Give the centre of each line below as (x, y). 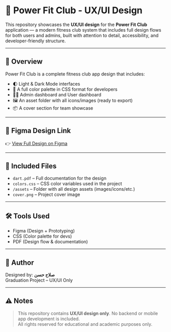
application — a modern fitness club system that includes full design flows (83, 30)
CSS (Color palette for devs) (42, 236)
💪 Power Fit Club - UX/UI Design (74, 10)
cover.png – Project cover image (46, 195)
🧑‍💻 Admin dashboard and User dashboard (57, 94)
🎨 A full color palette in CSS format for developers (65, 89)
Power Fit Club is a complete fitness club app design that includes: (75, 74)
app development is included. (49, 319)
